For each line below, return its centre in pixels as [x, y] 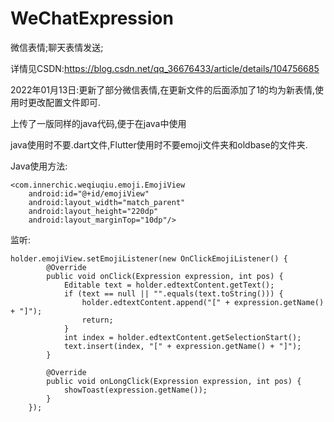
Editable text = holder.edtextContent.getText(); [169, 285]
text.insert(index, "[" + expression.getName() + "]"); [182, 346]
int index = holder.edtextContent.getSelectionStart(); [182, 337]
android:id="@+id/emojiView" [89, 193]
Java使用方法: [39, 166]
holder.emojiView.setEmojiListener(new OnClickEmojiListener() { [149, 258]
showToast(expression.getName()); [135, 390]
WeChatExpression [92, 18]
